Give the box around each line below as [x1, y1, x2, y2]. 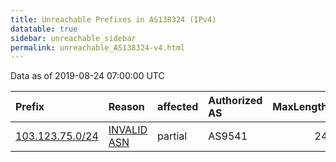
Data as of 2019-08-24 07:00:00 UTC [10, 70, 165, 82]
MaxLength [272, 100, 328, 114]
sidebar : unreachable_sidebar [10, 33, 137, 43]
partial [157, 129, 188, 143]
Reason [108, 100, 145, 114]
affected [157, 100, 199, 114]
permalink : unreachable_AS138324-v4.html [10, 42, 186, 53]
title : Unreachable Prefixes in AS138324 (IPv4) [10, 14, 217, 25]
